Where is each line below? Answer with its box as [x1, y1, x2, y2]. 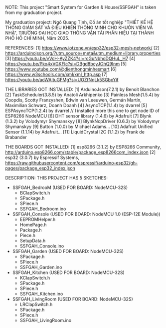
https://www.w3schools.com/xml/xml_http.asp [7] [5, 71, 108, 77]
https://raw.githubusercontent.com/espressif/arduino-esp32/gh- [5, 160, 138, 165]
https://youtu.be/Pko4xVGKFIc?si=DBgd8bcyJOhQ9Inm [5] [5, 61, 127, 66]
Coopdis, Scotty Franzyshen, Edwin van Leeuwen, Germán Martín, [5, 97, 142, 103]
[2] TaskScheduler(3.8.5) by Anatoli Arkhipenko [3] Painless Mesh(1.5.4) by [5, 92, 160, 97]
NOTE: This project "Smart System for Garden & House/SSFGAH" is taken [5, 4, 157, 10]
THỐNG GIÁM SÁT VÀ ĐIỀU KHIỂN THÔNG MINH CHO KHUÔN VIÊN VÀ [5, 24, 153, 30]
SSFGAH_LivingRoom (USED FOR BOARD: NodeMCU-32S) [12, 296, 133, 302]
